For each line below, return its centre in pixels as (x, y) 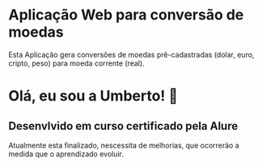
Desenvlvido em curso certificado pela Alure (123, 126)
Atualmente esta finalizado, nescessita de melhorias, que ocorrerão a (124, 145)
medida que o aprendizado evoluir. (66, 154)
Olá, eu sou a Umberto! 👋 (93, 96)
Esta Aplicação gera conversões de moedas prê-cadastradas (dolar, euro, (131, 54)
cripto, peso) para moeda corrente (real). (77, 63)
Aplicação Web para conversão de (126, 15)
